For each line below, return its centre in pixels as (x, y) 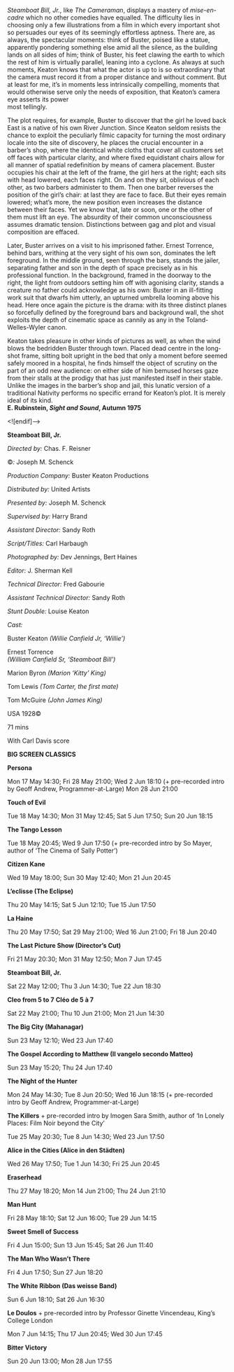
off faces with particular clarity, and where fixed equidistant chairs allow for (116, 157)
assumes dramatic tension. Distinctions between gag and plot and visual (111, 224)
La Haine (20, 918)
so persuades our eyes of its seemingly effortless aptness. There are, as (111, 32)
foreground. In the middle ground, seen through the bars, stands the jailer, (114, 260)
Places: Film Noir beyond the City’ (56, 1123)
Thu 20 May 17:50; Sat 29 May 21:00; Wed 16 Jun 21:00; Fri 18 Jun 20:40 (112, 932)
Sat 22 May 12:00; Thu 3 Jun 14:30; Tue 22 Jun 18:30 (84, 986)
